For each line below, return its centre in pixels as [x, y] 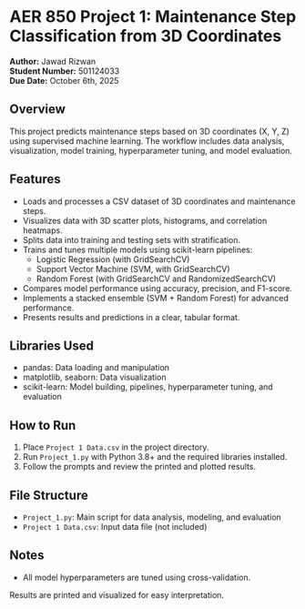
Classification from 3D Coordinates [146, 36]
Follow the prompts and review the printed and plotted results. [139, 467]
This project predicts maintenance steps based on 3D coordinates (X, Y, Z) [149, 131]
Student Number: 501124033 [65, 71]
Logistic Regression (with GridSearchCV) [113, 259]
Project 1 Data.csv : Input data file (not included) [115, 527]
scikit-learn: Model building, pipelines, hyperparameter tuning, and [147, 387]
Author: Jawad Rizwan [53, 61]
